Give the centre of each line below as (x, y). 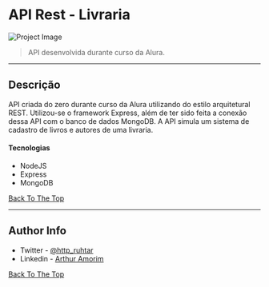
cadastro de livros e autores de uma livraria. (81, 130)
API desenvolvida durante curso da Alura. (96, 52)
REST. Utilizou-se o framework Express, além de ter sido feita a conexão (128, 113)
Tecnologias (29, 148)
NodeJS (33, 165)
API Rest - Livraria (69, 15)
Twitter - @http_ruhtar (56, 250)
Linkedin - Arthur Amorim (62, 258)
